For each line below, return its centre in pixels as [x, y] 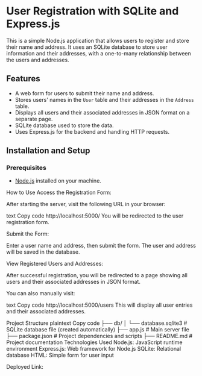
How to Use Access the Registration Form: [59, 193]
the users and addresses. [38, 60]
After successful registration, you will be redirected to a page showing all [97, 275]
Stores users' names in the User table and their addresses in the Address [104, 99]
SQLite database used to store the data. [64, 125]
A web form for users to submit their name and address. [84, 93]
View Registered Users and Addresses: [55, 264]
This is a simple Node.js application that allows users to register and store [98, 40]
